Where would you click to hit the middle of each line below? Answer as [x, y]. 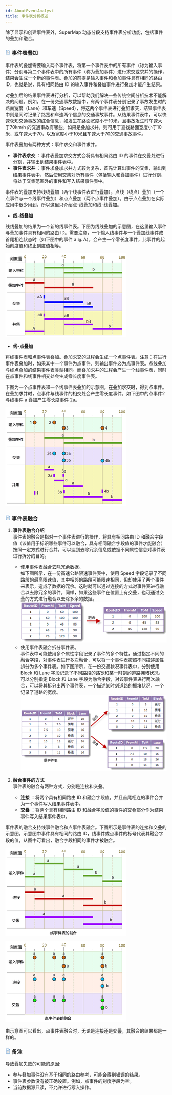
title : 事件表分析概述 [27, 16]
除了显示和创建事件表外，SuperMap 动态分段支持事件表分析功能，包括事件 [84, 32]
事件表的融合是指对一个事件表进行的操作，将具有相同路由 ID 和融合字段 [88, 537]
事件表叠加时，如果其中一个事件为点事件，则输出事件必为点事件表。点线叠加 [86, 363]
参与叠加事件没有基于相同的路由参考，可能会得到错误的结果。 [78, 1075]
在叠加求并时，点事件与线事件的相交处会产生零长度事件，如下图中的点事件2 [85, 393]
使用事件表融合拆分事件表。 [50, 647]
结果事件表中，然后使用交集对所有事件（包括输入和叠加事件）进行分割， [89, 175]
